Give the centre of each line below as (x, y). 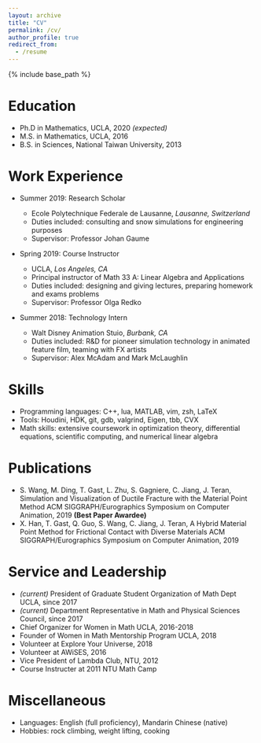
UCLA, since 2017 (48, 601)
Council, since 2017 (51, 619)
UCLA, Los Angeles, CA (70, 269)
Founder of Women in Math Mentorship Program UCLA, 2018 (118, 635)
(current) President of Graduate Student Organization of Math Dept (128, 594)
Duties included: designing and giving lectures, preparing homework (142, 285)
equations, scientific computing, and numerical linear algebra (119, 436)
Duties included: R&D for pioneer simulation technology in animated (140, 341)
